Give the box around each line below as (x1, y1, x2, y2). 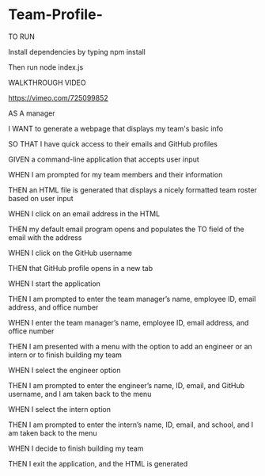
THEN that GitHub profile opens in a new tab (8, 263, 153, 272)
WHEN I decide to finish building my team (8, 444, 144, 453)
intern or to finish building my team (8, 350, 123, 360)
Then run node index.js (8, 62, 84, 72)
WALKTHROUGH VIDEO (8, 78, 86, 87)
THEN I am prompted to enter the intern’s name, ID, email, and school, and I (8, 420, 254, 429)
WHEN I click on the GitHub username (8, 248, 133, 257)
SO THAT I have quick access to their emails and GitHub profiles (8, 139, 218, 148)
